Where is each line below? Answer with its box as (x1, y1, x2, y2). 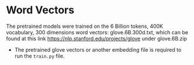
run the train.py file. (14, 52, 65, 59)
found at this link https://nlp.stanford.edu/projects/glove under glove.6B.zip (6, 35, 188, 42)
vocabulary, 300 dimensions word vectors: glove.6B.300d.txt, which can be (6, 28, 189, 35)
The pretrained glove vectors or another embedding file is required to (14, 46, 182, 53)
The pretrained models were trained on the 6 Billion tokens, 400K (6, 23, 164, 30)
